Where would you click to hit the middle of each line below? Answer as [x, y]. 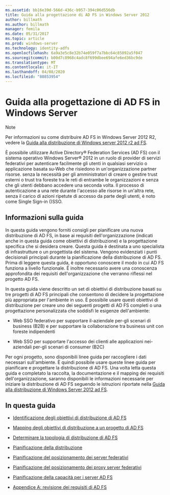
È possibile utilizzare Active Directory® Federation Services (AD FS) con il [83, 152]
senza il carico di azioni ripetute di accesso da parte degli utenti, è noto [80, 196]
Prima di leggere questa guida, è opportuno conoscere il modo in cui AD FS [85, 262]
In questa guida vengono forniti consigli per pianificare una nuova [74, 230]
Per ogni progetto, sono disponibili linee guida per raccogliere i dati [76, 357]
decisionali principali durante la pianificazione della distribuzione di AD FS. [84, 257]
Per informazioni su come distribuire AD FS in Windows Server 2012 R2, [81, 137]
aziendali [22, 347]
